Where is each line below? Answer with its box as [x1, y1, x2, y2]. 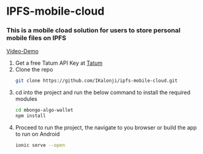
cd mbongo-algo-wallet [15, 107, 74, 114]
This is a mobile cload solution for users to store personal [6, 26, 181, 35]
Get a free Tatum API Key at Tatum [15, 59, 103, 67]
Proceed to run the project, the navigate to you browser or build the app [15, 124, 197, 131]
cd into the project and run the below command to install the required [15, 89, 191, 96]
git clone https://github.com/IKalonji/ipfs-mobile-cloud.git [15, 78, 178, 84]
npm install [15, 113, 46, 119]
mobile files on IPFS [6, 34, 66, 42]
